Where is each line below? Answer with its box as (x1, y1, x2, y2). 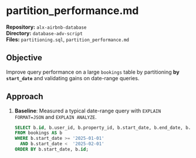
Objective (6, 53, 43, 63)
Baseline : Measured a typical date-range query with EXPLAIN (14, 107, 161, 114)
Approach (6, 92, 43, 102)
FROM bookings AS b (14, 130, 63, 136)
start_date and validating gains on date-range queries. (6, 74, 140, 81)
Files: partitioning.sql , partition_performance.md (6, 36, 129, 43)
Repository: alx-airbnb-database (6, 23, 87, 30)
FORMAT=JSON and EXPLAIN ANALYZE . (14, 113, 97, 121)
